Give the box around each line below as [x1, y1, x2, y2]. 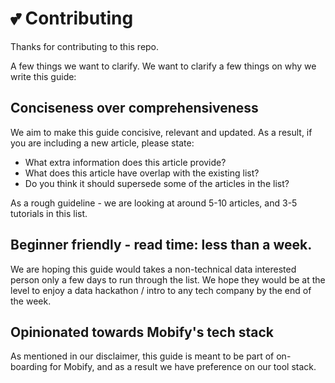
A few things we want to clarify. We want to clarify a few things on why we [10, 60, 317, 72]
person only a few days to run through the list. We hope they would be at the [10, 273, 326, 286]
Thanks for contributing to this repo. [10, 40, 160, 52]
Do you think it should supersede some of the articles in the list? [24, 177, 290, 189]
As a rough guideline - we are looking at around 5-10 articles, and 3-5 [10, 197, 298, 209]
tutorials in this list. [10, 207, 88, 219]
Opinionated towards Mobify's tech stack [10, 323, 275, 341]
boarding [10, 361, 48, 373]
